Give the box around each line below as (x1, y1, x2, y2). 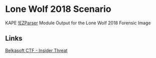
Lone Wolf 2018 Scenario (5, 3, 111, 15)
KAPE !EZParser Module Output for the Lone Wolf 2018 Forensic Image (5, 20, 151, 26)
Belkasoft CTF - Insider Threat (5, 47, 67, 53)
